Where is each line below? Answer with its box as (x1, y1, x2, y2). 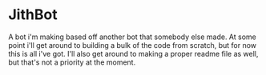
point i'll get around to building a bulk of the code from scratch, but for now (8, 40, 257, 49)
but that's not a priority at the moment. (8, 57, 136, 67)
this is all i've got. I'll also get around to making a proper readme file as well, (8, 49, 259, 58)
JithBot (8, 6, 58, 24)
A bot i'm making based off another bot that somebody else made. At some (8, 32, 256, 41)
